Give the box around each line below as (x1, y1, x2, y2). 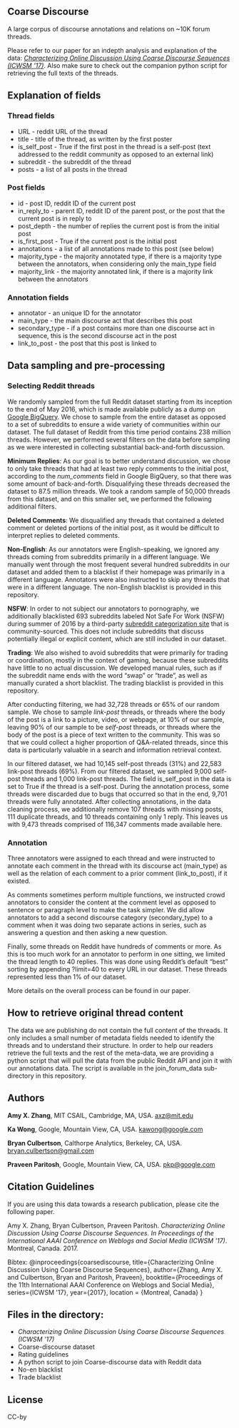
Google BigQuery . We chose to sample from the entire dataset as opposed (7, 412, 226, 421)
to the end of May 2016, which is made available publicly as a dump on (7, 404, 215, 413)
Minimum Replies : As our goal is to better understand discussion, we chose (7, 457, 230, 465)
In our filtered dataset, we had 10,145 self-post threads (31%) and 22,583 (7, 759, 222, 767)
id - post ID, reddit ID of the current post (17, 199, 136, 208)
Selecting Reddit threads (7, 381, 95, 391)
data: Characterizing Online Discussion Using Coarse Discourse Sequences (7, 53, 230, 62)
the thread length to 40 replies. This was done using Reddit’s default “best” (7, 957, 228, 966)
